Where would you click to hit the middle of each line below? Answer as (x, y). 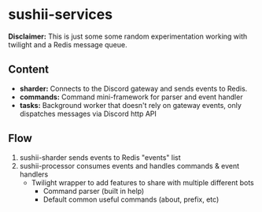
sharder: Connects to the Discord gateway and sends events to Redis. (133, 88)
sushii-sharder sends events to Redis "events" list (100, 157)
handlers (34, 174)
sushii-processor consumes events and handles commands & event (129, 166)
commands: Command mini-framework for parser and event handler (131, 97)
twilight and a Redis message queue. (68, 44)
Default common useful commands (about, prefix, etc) (131, 199)
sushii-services (60, 15)
